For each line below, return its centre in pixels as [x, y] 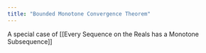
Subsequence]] [30, 41]
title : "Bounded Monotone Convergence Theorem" [79, 14]
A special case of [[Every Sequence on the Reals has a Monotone [103, 34]
